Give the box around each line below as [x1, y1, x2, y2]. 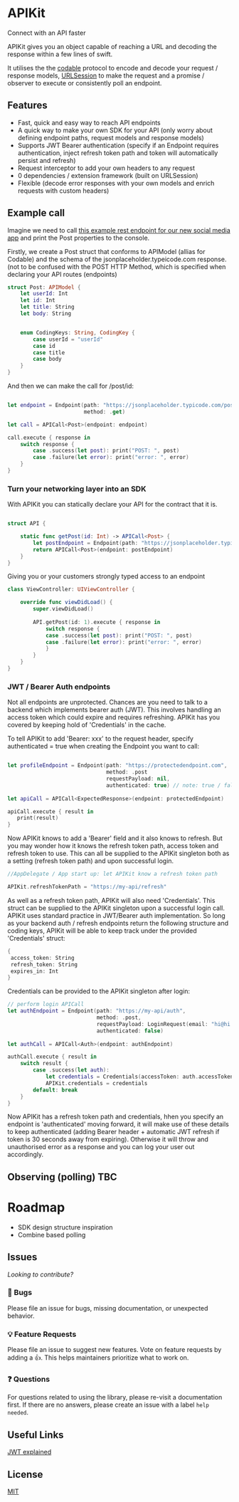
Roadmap [7, 1199, 65, 1215]
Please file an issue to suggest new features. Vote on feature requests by [7, 1345, 222, 1354]
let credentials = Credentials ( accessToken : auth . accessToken [45, 1073, 234, 1081]
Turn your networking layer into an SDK [7, 484, 147, 494]
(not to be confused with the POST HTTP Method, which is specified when [7, 262, 226, 271]
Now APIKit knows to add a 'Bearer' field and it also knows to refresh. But [7, 834, 223, 842]
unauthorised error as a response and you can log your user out [7, 1143, 195, 1151]
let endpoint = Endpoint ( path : [7, 402, 100, 409]
